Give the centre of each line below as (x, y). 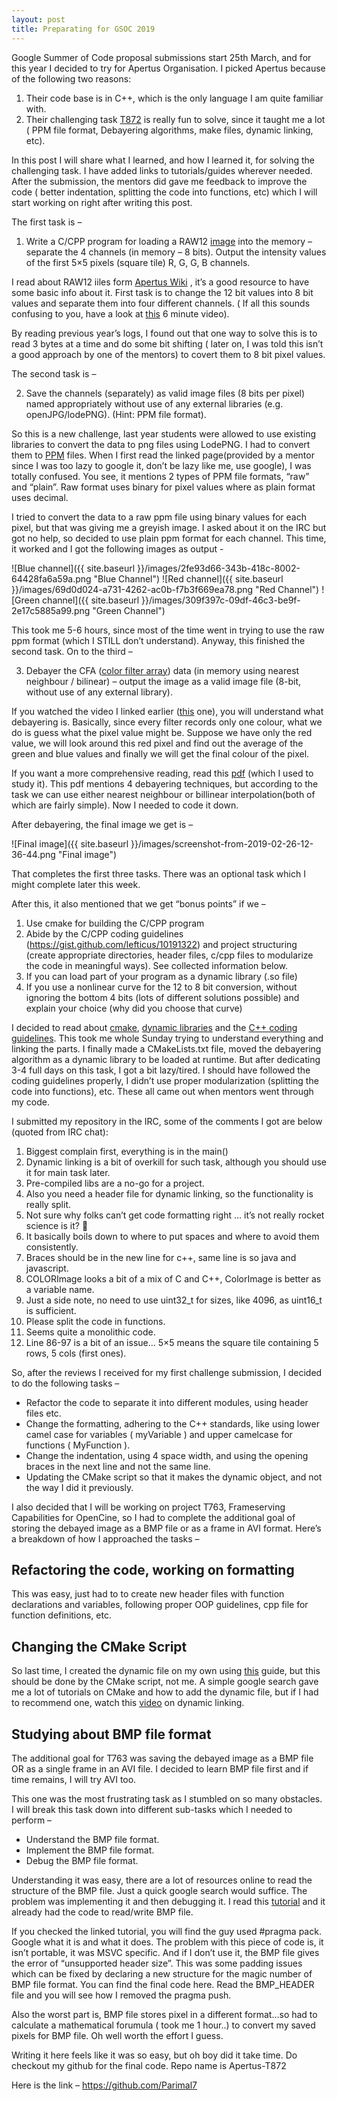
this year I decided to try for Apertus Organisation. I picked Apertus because (168, 68)
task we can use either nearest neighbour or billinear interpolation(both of (163, 794)
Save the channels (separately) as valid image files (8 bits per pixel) (165, 393)
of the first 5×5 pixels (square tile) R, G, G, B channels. (138, 262)
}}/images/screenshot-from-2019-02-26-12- (222, 843)
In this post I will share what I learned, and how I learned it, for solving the (163, 160)
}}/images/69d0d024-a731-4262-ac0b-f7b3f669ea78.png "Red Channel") (165, 589)
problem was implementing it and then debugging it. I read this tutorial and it (168, 1901)
